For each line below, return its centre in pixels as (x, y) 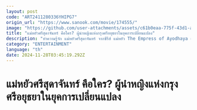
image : (14, 28)
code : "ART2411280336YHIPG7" (42, 17)
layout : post (22, 11)
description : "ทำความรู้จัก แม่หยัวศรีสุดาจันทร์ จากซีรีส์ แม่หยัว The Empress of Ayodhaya (97, 39)
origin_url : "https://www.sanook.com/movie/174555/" (72, 22)
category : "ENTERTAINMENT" (39, 44)
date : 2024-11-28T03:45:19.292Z (45, 55)
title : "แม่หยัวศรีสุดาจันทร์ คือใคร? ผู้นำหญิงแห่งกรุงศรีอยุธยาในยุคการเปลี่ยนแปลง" (81, 33)
